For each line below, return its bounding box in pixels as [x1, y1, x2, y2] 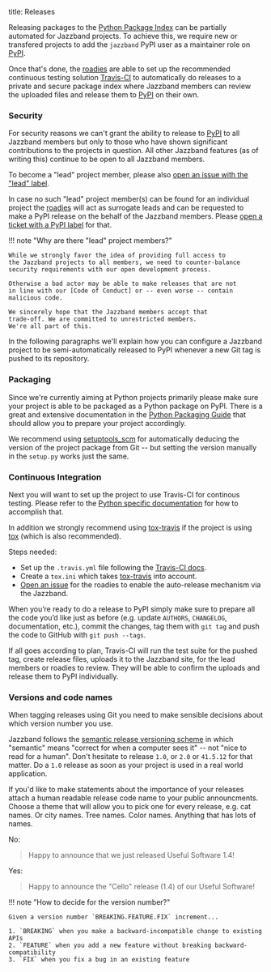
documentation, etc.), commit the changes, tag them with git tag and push [8, 621, 260, 631]
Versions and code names [8, 692, 113, 703]
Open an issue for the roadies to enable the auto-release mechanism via [19, 579, 261, 590]
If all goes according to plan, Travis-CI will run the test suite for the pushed [8, 646, 257, 655]
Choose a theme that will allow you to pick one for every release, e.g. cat [8, 802, 252, 812]
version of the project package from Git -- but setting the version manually [8, 442, 257, 452]
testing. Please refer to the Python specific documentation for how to [8, 498, 239, 508]
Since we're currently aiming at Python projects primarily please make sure [8, 392, 259, 402]
